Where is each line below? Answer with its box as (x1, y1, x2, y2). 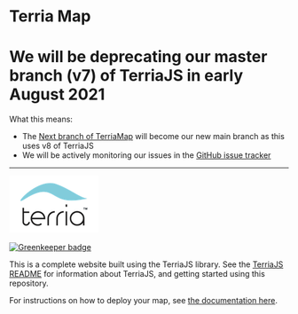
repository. (9, 278, 49, 289)
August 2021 (9, 84, 106, 105)
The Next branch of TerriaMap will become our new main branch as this (21, 131, 286, 142)
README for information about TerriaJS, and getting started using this (9, 269, 266, 279)
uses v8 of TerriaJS (21, 140, 95, 152)
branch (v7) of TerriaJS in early (9, 66, 244, 86)
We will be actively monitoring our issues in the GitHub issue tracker (21, 150, 271, 161)
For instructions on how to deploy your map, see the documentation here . (9, 295, 278, 306)
